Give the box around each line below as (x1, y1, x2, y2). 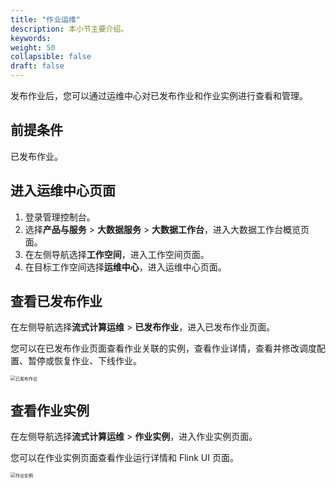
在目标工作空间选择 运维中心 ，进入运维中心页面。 (24, 261, 227, 273)
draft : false (10, 61, 65, 71)
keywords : (10, 33, 52, 43)
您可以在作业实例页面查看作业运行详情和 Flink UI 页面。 (10, 452, 239, 464)
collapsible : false (10, 52, 92, 62)
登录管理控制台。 (24, 211, 96, 223)
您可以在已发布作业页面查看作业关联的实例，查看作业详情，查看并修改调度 (10, 342, 317, 355)
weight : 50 (10, 42, 56, 53)
